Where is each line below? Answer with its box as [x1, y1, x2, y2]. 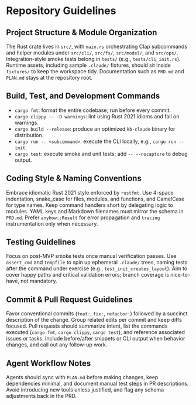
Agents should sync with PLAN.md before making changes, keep [6, 374, 159, 381]
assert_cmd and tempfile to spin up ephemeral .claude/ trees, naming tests [6, 259, 188, 266]
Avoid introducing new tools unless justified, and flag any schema [6, 386, 164, 393]
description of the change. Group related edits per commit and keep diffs [6, 316, 183, 324]
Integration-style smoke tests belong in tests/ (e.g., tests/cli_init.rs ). [6, 56, 181, 62]
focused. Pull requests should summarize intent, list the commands [6, 322, 168, 329]
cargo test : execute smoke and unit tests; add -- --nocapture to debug [14, 150, 188, 157]
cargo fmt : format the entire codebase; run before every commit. [14, 107, 171, 114]
